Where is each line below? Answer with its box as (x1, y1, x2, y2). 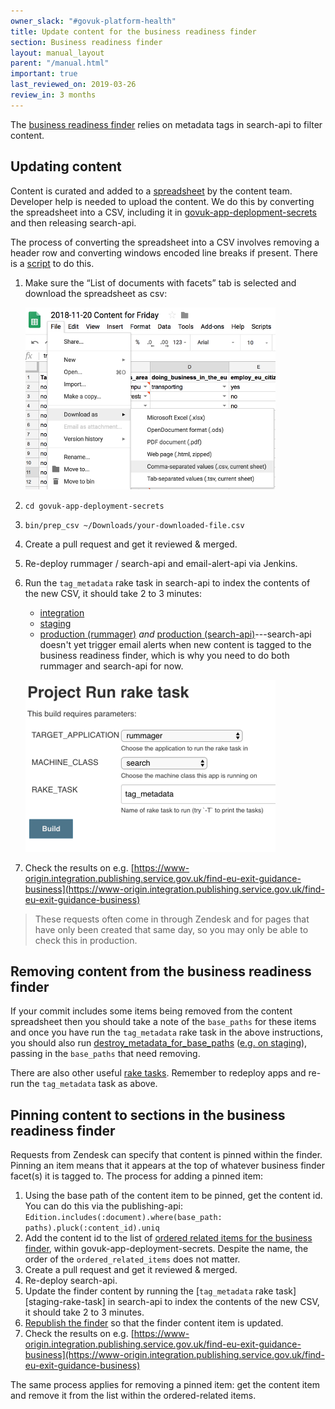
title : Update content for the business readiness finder (10, 26, 257, 37)
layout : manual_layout (10, 48, 105, 58)
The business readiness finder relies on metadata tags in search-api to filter (10, 118, 323, 130)
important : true (10, 69, 78, 79)
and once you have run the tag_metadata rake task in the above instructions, (10, 1026, 323, 1039)
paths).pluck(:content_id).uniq (24, 1223, 160, 1234)
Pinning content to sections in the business (10, 1106, 286, 1124)
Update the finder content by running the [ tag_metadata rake (24, 1285, 274, 1297)
